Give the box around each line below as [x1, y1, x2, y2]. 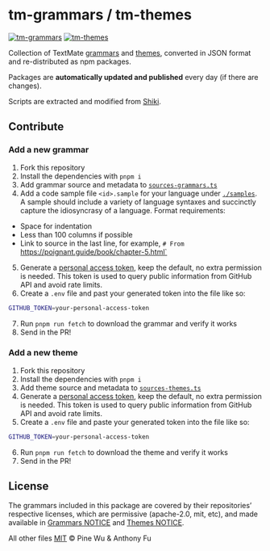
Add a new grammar [8, 144, 89, 155]
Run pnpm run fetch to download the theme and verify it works [19, 447, 228, 457]
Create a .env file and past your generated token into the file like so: [19, 288, 246, 298]
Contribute [8, 120, 64, 134]
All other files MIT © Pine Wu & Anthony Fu [8, 533, 152, 543]
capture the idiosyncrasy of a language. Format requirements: [19, 205, 226, 215]
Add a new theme [8, 347, 78, 359]
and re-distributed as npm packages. [8, 57, 131, 66]
